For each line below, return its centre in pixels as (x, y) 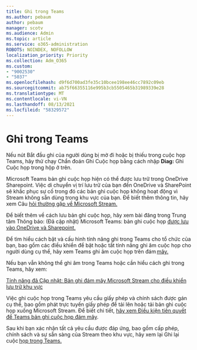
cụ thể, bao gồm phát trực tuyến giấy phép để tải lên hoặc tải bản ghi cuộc (96, 304)
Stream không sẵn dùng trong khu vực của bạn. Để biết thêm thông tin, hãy (97, 198)
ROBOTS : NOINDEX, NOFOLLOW (39, 50)
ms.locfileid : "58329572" (38, 110)
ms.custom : (19, 66)
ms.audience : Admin (30, 33)
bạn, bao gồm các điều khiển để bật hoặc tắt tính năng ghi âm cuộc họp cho (98, 245)
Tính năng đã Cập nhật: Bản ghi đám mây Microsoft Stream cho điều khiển (96, 281)
